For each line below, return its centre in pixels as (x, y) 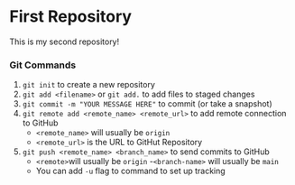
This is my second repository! (65, 42)
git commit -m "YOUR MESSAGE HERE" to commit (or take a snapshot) (147, 104)
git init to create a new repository (89, 85)
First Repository (71, 17)
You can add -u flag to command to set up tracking (130, 171)
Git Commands (43, 65)
